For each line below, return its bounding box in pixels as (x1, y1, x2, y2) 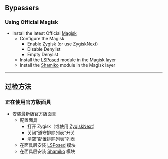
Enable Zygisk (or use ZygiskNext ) (27, 41, 98, 47)
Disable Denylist (27, 46, 61, 52)
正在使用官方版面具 (5, 99, 51, 105)
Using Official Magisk (5, 19, 58, 26)
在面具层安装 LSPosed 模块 (19, 142, 76, 148)
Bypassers (5, 4, 39, 12)
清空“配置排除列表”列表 (27, 136, 75, 142)
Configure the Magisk (19, 35, 65, 41)
